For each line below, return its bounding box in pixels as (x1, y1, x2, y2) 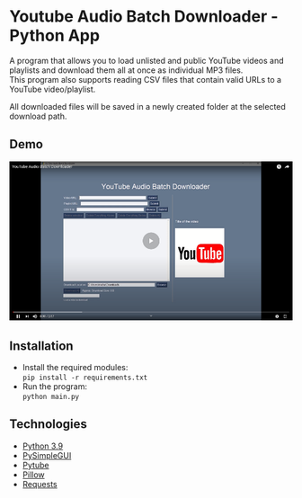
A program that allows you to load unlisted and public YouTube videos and (9, 55, 284, 66)
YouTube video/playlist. (9, 84, 96, 94)
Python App (9, 25, 101, 46)
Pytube (22, 459, 49, 470)
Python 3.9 (22, 440, 64, 451)
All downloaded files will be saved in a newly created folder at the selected (9, 101, 286, 111)
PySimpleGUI (22, 449, 72, 460)
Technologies (9, 416, 88, 432)
